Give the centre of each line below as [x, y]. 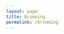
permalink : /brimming [32, 22]
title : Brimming [26, 17]
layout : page [22, 11]
